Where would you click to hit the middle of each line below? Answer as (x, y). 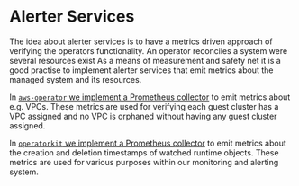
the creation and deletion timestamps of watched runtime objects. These (144, 152)
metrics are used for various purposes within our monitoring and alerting (144, 162)
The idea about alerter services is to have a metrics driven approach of (141, 41)
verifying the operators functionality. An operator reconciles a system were (149, 50)
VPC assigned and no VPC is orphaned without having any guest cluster (143, 116)
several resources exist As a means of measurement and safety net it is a (145, 60)
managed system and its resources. (76, 79)
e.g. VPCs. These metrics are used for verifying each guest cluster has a (144, 106)
